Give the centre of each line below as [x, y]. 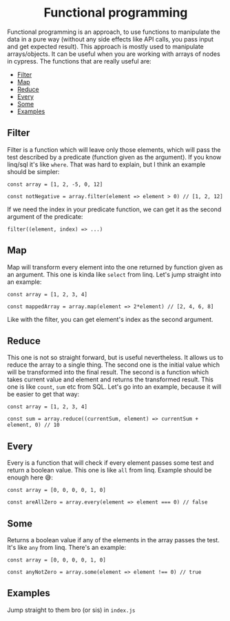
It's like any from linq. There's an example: [67, 547]
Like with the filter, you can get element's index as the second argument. [110, 319]
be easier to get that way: [43, 394]
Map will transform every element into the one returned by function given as [115, 267]
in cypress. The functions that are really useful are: [79, 61]
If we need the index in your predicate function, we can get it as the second [114, 209]
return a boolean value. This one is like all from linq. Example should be [109, 470]
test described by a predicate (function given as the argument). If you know [114, 157]
